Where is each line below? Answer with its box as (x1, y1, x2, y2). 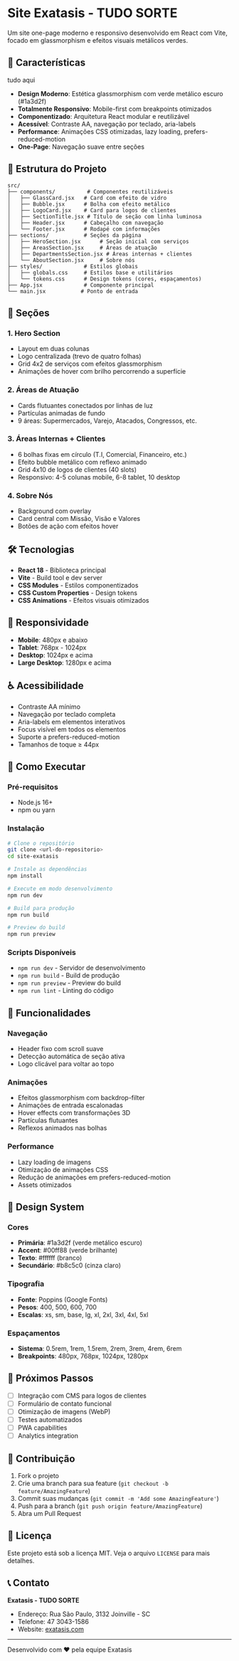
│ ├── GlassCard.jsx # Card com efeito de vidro (7, 194, 167, 201)
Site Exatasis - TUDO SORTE (7, 5, 178, 21)
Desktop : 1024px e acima (17, 650, 93, 659)
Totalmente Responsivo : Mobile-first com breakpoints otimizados (17, 105, 212, 113)
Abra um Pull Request (17, 1509, 82, 1518)
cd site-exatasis (7, 853, 59, 860)
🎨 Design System (7, 1201, 85, 1213)
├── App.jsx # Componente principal (7, 281, 154, 289)
